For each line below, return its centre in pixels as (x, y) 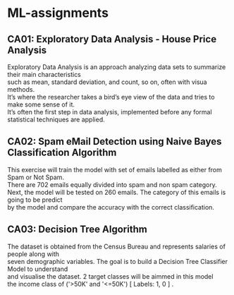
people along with (33, 254)
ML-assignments (58, 13)
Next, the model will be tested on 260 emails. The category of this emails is (117, 192)
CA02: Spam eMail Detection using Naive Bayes (115, 142)
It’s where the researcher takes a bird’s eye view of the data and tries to (111, 97)
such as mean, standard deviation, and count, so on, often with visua (107, 82)
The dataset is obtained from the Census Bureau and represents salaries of (116, 246)
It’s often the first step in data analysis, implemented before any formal (110, 112)
